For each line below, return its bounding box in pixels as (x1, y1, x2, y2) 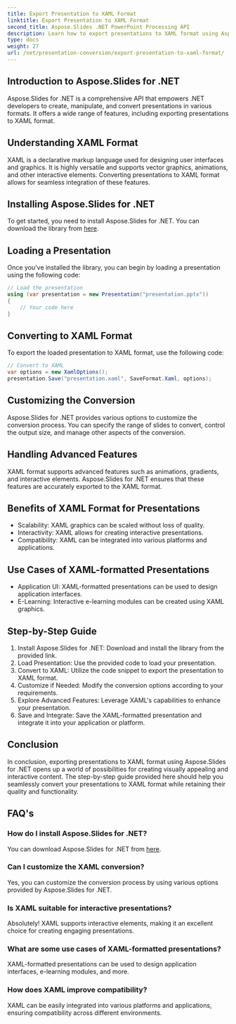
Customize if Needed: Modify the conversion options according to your (17, 681, 223, 689)
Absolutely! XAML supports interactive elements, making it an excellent (7, 919, 214, 928)
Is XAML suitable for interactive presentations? (7, 903, 172, 913)
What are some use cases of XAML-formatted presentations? (7, 944, 221, 954)
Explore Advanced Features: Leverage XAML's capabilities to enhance (17, 696, 221, 704)
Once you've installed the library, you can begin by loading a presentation (7, 263, 221, 272)
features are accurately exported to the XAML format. (7, 482, 163, 490)
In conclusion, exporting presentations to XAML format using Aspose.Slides (7, 757, 226, 766)
